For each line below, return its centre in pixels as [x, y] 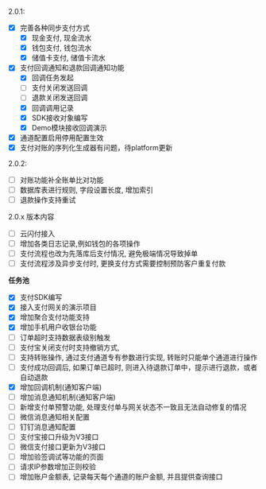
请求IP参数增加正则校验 [58, 467]
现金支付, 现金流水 [62, 38]
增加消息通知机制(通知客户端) [67, 397]
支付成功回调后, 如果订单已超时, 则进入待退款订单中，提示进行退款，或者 [139, 367]
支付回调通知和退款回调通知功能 [72, 68]
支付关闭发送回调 [60, 87]
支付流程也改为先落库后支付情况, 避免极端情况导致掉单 [109, 254]
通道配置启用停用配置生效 [62, 138]
